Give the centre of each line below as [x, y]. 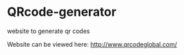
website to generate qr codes [49, 31]
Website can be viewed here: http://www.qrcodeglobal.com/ [92, 44]
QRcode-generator [62, 12]
